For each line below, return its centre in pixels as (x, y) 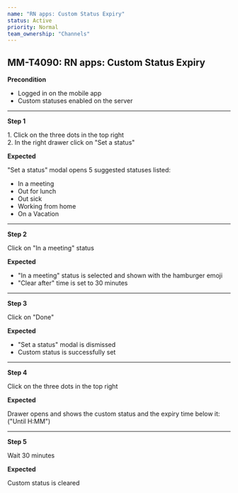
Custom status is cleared (44, 483)
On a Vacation (38, 214)
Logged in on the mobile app (59, 94)
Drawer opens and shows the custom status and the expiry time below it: (114, 414)
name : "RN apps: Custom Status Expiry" (66, 14)
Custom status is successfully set (67, 353)
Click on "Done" (31, 317)
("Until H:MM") (29, 421)
